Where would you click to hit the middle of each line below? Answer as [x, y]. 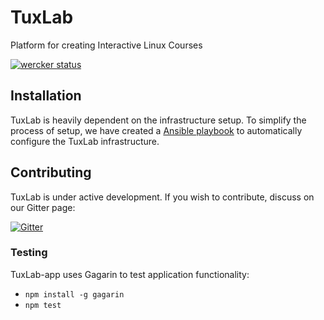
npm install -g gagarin [74, 294]
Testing [29, 253]
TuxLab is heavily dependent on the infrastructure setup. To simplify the [158, 120]
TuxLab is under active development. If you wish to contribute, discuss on [162, 197]
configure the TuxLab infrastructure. [85, 141]
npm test [43, 305]
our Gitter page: [43, 207]
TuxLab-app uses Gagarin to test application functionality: [130, 274]
